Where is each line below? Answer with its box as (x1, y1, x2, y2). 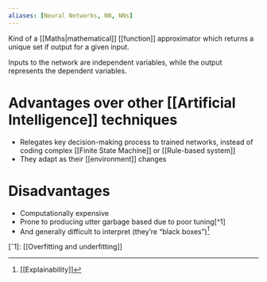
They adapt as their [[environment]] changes (19, 154, 167, 163)
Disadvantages (8, 182, 110, 200)
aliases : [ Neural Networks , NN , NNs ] (8, 11, 133, 20)
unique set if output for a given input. (8, 41, 130, 52)
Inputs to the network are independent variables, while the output (8, 57, 222, 67)
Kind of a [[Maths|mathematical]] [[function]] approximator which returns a (8, 33, 254, 43)
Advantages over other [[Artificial (8, 93, 236, 112)
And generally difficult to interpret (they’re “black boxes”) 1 (19, 225, 210, 236)
